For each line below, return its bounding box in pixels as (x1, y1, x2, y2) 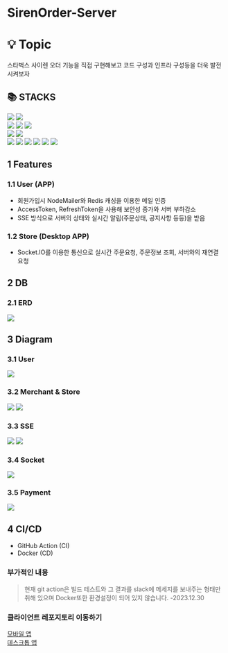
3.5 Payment (7, 488, 51, 497)
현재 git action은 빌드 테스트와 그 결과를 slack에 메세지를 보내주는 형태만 (24, 585, 221, 593)
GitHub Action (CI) (17, 542, 70, 550)
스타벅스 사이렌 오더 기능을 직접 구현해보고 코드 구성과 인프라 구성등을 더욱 (7, 61, 209, 69)
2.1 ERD (7, 298, 33, 308)
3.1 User (7, 354, 35, 364)
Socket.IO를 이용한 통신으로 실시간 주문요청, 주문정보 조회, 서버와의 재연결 (17, 248, 219, 256)
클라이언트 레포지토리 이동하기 (7, 613, 103, 622)
